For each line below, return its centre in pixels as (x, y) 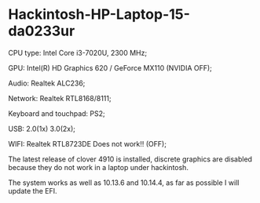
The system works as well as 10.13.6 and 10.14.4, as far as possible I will (124, 183)
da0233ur (42, 31)
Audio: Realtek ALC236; (47, 83)
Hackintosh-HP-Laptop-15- (99, 14)
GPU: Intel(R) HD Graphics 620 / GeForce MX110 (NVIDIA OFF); (110, 67)
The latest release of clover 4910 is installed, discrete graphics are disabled (130, 159)
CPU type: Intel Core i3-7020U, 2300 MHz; (78, 53)
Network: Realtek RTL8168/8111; (60, 98)
